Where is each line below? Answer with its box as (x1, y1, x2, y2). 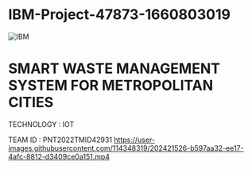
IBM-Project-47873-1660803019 (8, 6, 231, 24)
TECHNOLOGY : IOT (8, 119, 75, 129)
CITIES (8, 94, 54, 112)
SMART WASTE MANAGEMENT (8, 60, 221, 78)
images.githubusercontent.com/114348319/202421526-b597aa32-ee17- (8, 143, 244, 152)
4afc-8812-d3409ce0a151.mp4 (8, 152, 110, 161)
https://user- (114, 135, 156, 144)
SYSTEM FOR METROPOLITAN (8, 77, 213, 94)
